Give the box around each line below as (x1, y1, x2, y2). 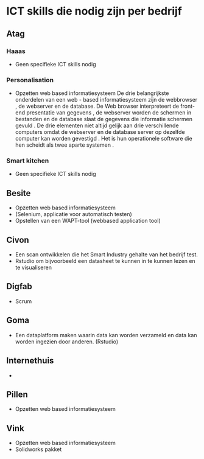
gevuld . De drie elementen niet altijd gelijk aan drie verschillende (15, 122, 179, 129)
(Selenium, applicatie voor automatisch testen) (15, 211, 132, 218)
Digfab (6, 281, 32, 292)
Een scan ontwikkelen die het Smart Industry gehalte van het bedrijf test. (15, 251, 198, 258)
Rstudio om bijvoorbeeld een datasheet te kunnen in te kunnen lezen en (15, 258, 196, 265)
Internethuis (6, 356, 54, 366)
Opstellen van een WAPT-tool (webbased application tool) (15, 217, 161, 225)
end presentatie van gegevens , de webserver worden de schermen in (15, 109, 192, 116)
